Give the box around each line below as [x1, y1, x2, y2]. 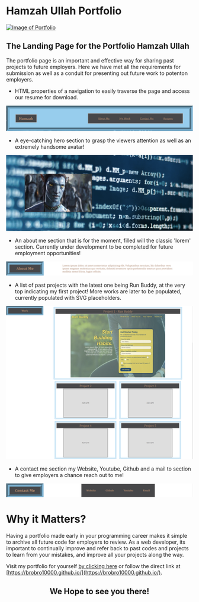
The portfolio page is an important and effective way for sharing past [6, 57, 174, 64]
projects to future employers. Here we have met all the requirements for [6, 63, 181, 70]
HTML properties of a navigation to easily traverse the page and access [14, 87, 190, 95]
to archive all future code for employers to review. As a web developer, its [6, 538, 185, 545]
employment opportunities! [14, 249, 81, 256]
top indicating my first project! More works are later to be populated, [14, 288, 182, 295]
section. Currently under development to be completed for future [14, 243, 174, 250]
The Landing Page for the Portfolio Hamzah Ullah [6, 41, 190, 51]
